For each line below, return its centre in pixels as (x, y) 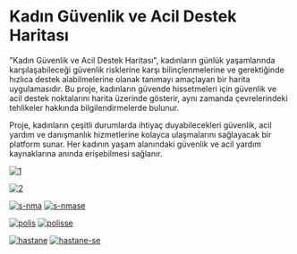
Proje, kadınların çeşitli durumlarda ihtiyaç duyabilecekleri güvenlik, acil (140, 125)
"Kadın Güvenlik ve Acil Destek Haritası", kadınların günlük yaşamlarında (142, 60)
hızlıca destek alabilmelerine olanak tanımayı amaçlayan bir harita (130, 79)
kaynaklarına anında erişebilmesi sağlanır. (86, 153)
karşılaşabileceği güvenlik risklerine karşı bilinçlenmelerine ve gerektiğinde (147, 70)
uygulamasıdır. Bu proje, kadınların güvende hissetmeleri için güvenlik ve (143, 89)
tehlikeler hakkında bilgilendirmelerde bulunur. (94, 107)
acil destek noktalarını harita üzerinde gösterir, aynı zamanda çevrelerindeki (148, 98)
